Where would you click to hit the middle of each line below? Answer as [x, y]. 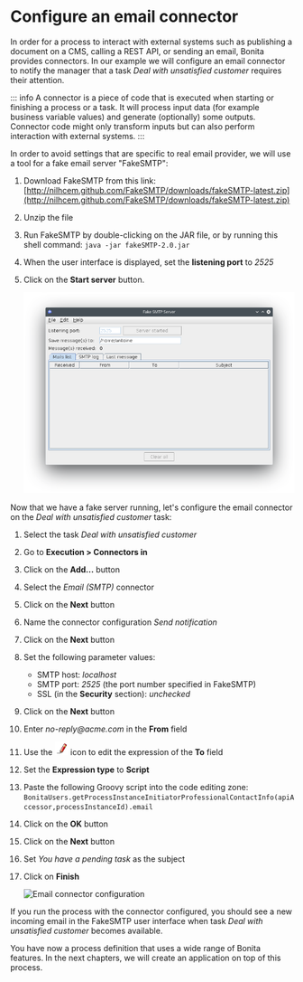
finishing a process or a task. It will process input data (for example [135, 107]
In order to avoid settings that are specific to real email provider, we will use [151, 153]
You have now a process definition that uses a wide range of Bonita [135, 949]
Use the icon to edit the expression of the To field [123, 752]
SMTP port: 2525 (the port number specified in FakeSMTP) [146, 685]
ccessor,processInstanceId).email [88, 807]
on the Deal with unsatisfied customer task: [91, 517]
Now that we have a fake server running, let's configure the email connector [151, 507]
